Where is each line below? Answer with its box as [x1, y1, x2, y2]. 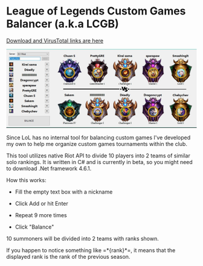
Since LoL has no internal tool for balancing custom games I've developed [6, 134, 191, 141]
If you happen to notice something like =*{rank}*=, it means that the [6, 247, 176, 254]
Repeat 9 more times [14, 212, 68, 219]
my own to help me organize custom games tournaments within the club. [6, 141, 187, 148]
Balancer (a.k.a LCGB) [6, 17, 119, 31]
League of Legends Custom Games [6, 4, 186, 18]
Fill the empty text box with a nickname [14, 188, 113, 195]
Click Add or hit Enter [14, 200, 68, 207]
